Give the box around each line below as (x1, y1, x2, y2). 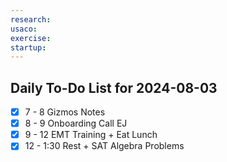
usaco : (10, 24, 38, 34)
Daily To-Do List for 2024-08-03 (10, 79, 218, 96)
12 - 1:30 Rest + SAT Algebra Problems (24, 140, 185, 152)
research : (10, 14, 52, 25)
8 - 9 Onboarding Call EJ (24, 117, 128, 130)
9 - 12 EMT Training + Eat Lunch (24, 129, 158, 141)
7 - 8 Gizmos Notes (24, 106, 106, 118)
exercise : (10, 33, 52, 43)
